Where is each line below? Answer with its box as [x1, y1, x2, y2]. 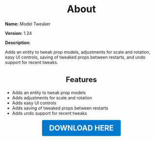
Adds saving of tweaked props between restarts [12, 105, 108, 111]
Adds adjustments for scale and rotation [12, 94, 92, 100]
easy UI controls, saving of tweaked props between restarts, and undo [5, 54, 146, 60]
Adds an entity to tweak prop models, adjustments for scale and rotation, [5, 49, 151, 55]
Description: [5, 40, 31, 46]
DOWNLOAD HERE [49, 123, 114, 133]
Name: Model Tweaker [5, 21, 51, 27]
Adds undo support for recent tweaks [12, 110, 87, 116]
